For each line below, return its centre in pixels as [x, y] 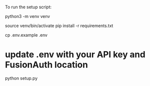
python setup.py [21, 78]
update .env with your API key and [75, 55]
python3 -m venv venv [28, 16]
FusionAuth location [46, 65]
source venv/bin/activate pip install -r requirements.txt [59, 26]
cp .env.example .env [26, 35]
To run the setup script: [28, 7]
